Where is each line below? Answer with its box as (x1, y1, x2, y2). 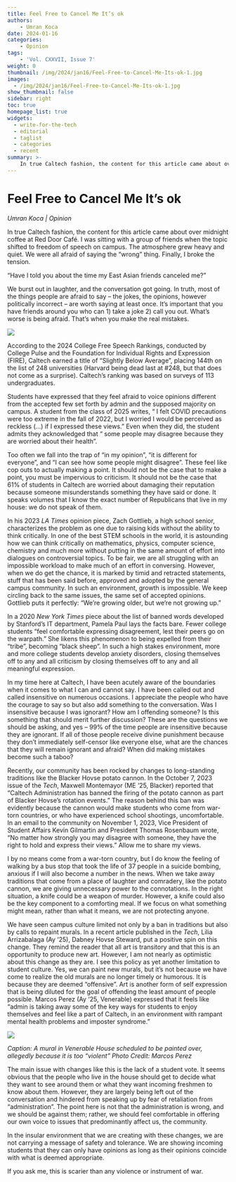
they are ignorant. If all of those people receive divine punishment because (7, 730, 225, 738)
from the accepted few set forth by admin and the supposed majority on (7, 400, 216, 408)
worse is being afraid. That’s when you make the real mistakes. (7, 314, 190, 323)
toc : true (7, 102, 37, 109)
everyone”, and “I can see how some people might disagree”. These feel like (7, 458, 227, 466)
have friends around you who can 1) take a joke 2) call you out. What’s (7, 307, 210, 315)
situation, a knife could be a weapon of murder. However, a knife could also (7, 891, 225, 900)
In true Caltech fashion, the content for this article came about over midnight (7, 228, 229, 236)
